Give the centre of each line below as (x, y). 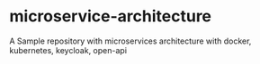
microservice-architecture (111, 16)
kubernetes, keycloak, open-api (68, 50)
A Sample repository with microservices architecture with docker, (130, 41)
